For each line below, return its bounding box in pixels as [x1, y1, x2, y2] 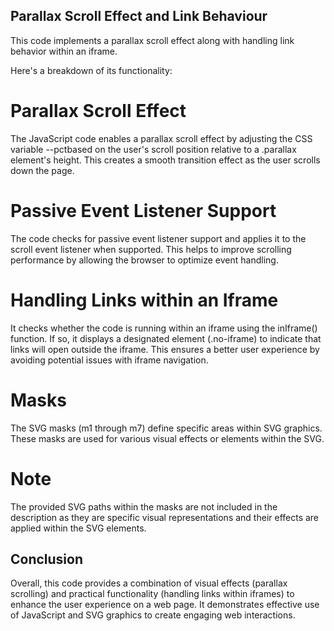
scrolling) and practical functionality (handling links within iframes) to [10, 588, 295, 600]
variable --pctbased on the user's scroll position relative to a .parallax [10, 143, 297, 155]
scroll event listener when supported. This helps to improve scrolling [10, 243, 292, 255]
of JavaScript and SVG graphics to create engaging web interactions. [10, 609, 296, 621]
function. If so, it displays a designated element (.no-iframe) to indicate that [10, 332, 322, 344]
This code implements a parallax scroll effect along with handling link [10, 34, 295, 46]
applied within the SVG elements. [10, 522, 147, 534]
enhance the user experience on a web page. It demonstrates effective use [10, 599, 320, 611]
